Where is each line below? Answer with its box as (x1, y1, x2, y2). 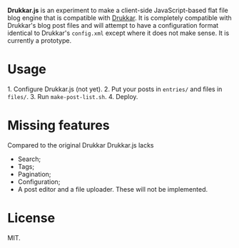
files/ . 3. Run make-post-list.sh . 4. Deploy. (7, 92, 138, 100)
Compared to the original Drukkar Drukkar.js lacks (7, 140, 154, 149)
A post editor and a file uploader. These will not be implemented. (17, 185, 208, 193)
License (7, 210, 56, 227)
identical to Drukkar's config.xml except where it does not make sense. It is (7, 29, 230, 37)
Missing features (7, 118, 110, 134)
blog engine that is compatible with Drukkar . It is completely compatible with (7, 14, 232, 22)
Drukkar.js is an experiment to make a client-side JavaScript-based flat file (7, 6, 228, 14)
